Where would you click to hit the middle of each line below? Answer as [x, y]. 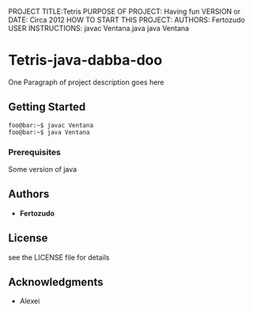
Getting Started [47, 107]
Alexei [30, 301]
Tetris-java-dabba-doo [85, 61]
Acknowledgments [56, 282]
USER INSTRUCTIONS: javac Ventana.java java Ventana [99, 28]
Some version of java [43, 169]
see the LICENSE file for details [59, 257]
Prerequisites [34, 152]
